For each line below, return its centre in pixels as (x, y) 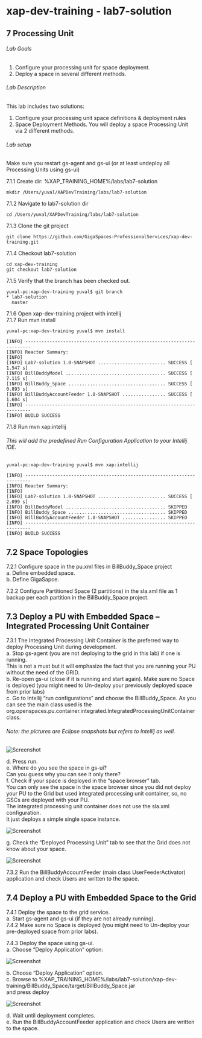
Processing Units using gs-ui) (43, 169)
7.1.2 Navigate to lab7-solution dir (47, 204)
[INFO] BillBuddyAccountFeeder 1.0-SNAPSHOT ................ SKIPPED (97, 518)
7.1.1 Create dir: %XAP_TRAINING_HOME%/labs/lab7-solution (82, 182)
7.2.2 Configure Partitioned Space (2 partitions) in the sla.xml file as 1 (92, 591)
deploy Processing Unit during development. (62, 647)
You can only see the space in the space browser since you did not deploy (99, 787)
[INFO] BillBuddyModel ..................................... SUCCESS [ (99, 373)
